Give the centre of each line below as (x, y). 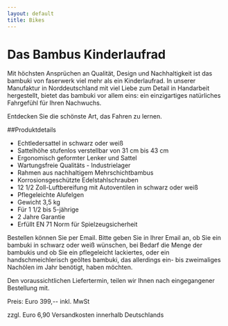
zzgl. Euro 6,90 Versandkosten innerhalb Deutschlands (86, 315)
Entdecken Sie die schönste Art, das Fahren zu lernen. (85, 117)
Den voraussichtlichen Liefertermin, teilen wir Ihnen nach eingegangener (111, 281)
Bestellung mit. (28, 288)
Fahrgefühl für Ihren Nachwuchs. (54, 103)
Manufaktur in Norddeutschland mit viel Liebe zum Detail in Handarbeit (108, 88)
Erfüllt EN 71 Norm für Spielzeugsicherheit (77, 224)
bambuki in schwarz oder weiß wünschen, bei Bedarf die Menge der (105, 245)
